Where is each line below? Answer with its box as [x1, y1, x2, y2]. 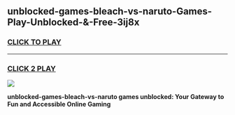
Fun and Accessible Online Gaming [7, 100, 111, 108]
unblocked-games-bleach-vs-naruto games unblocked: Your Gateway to [7, 92, 225, 100]
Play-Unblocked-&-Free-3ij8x [7, 17, 140, 29]
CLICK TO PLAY [7, 38, 62, 47]
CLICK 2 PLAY [7, 63, 56, 73]
